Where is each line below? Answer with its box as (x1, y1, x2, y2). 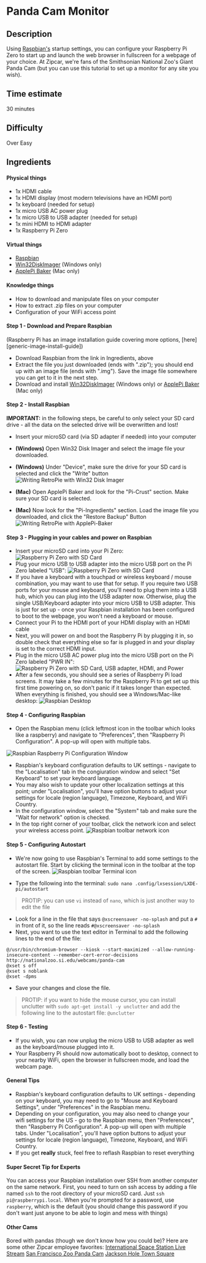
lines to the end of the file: (15, 934, 82, 942)
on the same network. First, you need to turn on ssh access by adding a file (6, 1183, 197, 1191)
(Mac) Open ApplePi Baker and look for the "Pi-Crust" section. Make (15, 488, 189, 496)
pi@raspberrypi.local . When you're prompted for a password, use (6, 1196, 175, 1203)
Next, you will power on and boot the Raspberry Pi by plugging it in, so (15, 632, 194, 639)
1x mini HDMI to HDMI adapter (15, 220, 92, 228)
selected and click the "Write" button (15, 470, 109, 477)
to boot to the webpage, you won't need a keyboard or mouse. (15, 612, 174, 620)
